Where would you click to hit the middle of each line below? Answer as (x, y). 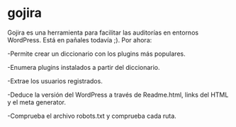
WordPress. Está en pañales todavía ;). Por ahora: (80, 40)
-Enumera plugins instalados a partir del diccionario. (84, 67)
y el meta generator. (36, 102)
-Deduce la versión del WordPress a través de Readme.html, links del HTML (118, 95)
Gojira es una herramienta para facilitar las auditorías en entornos (103, 32)
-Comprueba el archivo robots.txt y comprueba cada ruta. (92, 116)
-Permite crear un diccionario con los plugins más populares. (96, 54)
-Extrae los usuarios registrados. (55, 81)
